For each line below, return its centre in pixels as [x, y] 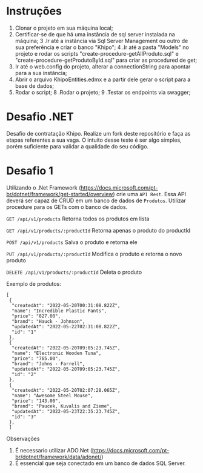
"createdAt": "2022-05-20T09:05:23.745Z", [66, 348]
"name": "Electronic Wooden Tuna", [57, 353]
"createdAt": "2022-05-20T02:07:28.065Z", [66, 390]
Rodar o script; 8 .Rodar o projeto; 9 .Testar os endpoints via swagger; [103, 92]
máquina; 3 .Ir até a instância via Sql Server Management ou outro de [101, 41]
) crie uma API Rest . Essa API [150, 194]
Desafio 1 [30, 171]
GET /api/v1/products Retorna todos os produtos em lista [78, 219]
